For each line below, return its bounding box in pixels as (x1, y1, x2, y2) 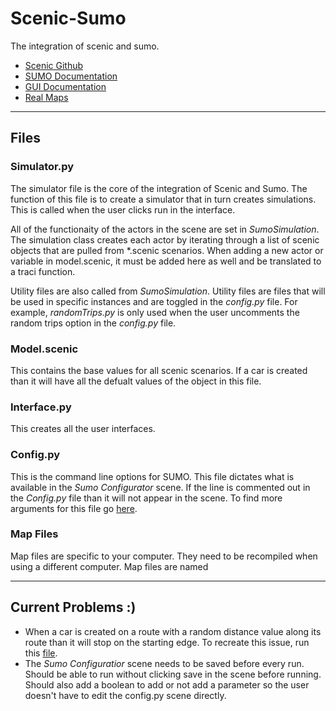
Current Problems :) (10, 599, 137, 616)
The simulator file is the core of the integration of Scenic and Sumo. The (10, 182, 308, 194)
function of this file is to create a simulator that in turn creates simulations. (10, 193, 317, 205)
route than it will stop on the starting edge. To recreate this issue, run (24, 636, 310, 648)
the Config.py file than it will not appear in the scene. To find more (10, 492, 283, 504)
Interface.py (10, 400, 72, 414)
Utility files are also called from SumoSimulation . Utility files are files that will (10, 285, 326, 297)
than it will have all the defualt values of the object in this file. (10, 375, 262, 387)
